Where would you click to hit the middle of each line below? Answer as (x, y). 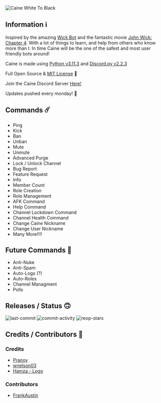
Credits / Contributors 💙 (44, 334)
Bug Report (25, 169)
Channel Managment (35, 284)
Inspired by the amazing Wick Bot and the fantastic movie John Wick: (79, 37)
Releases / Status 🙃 (38, 306)
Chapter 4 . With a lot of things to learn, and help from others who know (80, 43)
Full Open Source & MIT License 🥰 (41, 73)
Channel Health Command (41, 217)
